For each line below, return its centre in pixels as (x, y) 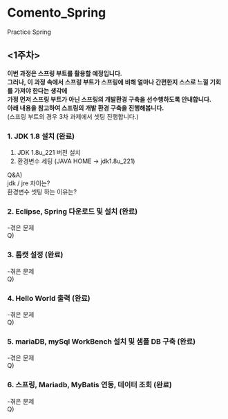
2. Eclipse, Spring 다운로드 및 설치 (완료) (73, 211)
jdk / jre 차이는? (29, 183)
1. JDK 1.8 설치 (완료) (41, 136)
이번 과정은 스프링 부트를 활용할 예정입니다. (65, 73)
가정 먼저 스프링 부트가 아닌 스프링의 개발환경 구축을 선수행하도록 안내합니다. (110, 99)
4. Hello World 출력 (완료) (49, 298)
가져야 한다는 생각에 (41, 91)
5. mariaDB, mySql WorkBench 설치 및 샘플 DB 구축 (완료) (101, 342)
